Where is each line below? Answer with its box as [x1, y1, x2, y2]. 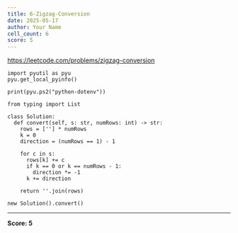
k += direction [25, 175, 72, 183]
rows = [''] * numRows [20, 125, 87, 133]
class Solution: [7, 113, 55, 120]
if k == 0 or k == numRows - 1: [25, 163, 122, 170]
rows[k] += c [25, 157, 65, 164]
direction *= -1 [33, 169, 81, 176]
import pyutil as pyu [7, 70, 72, 77]
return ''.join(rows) [20, 188, 84, 195]
